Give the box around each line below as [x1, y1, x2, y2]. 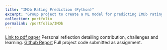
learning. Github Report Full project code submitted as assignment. [5, 40, 142, 46]
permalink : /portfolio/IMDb [5, 21, 64, 26]
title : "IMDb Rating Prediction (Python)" [5, 7, 94, 12]
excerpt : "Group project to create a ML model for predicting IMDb [5, 12, 148, 17]
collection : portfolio [5, 16, 52, 21]
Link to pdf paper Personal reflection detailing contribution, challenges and [5, 34, 159, 40]
